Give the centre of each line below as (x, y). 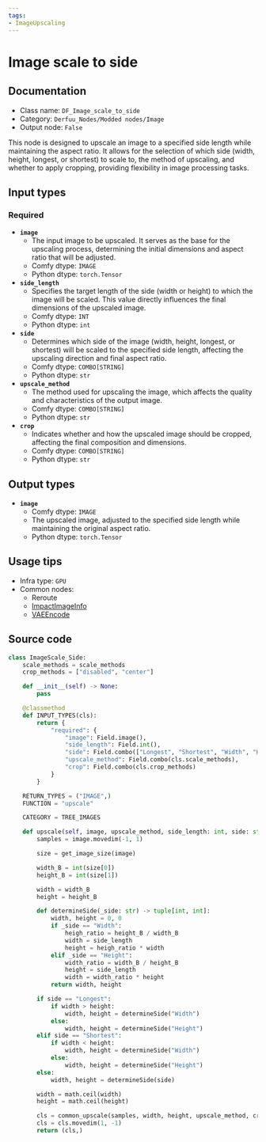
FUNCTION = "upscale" (58, 803)
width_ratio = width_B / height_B (122, 962)
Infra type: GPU (43, 580)
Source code (40, 639)
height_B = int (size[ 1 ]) (78, 875)
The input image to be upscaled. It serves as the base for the (131, 241)
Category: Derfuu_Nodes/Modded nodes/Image (92, 119)
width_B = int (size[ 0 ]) (76, 867)
